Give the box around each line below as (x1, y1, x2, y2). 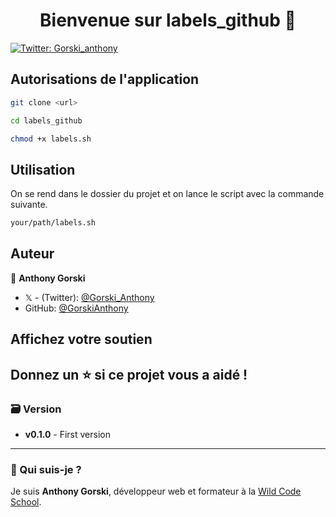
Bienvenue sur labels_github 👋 (39, 9, 297, 32)
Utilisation (10, 161, 76, 178)
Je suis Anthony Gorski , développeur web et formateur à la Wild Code (10, 485, 302, 498)
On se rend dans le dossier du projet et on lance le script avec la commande (10, 188, 325, 200)
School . (10, 496, 42, 508)
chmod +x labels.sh (10, 134, 92, 144)
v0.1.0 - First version (24, 428, 111, 440)
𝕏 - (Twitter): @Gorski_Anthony (24, 291, 155, 303)
